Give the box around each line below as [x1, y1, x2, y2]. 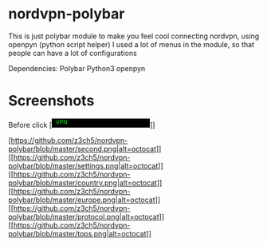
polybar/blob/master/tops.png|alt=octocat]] [8, 228, 151, 238]
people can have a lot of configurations [8, 48, 137, 58]
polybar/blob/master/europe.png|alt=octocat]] [8, 195, 161, 204]
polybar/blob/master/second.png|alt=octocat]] [8, 144, 162, 153]
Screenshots [8, 92, 95, 110]
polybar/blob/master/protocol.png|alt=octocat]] [8, 212, 165, 221]
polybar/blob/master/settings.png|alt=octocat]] [8, 161, 163, 170]
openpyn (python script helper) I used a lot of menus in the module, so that [8, 39, 255, 49]
